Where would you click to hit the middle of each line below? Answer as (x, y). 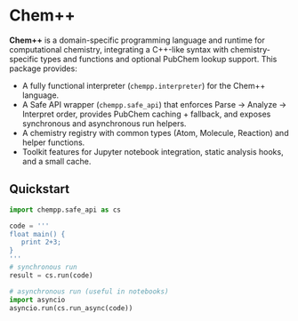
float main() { (37, 234)
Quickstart (40, 189)
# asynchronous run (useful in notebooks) (89, 291)
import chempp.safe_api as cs (65, 210)
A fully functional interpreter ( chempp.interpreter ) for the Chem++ (144, 85)
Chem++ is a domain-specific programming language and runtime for (137, 40)
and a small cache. (56, 161)
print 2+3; (41, 242)
